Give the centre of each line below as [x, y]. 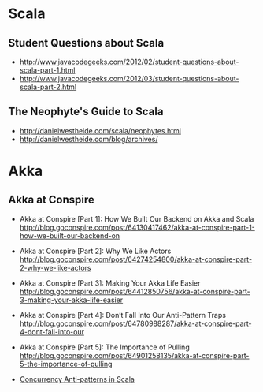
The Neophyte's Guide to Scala [86, 112]
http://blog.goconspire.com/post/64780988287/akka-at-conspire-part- [135, 323]
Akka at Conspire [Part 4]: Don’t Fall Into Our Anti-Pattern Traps [123, 315]
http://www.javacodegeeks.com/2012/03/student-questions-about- [129, 78]
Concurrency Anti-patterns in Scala [77, 379]
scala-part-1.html [47, 70]
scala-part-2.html [48, 87]
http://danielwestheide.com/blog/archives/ [89, 139]
